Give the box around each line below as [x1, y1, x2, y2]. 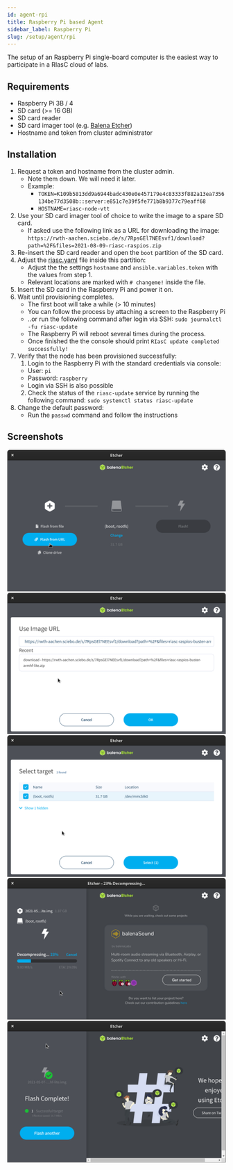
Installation [7, 149, 57, 160]
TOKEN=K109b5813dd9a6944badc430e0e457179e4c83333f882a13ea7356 [37, 190, 225, 197]
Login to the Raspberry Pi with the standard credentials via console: [27, 359, 221, 368]
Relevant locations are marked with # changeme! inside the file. [27, 278, 206, 286]
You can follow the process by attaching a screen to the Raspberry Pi [27, 307, 225, 315]
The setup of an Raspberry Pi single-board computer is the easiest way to [7, 53, 218, 62]
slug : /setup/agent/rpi [7, 33, 76, 40]
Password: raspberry [27, 374, 88, 382]
